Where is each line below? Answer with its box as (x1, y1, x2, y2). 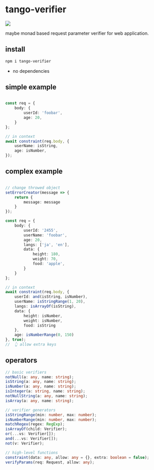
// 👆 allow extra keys (5, 342, 57, 347)
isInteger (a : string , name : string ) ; (5, 389, 86, 394)
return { (14, 195, 33, 200)
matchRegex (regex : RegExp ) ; (5, 422, 65, 427)
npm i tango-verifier (5, 58, 52, 64)
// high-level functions (5, 450, 58, 455)
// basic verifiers (5, 370, 47, 375)
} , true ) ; (5, 337, 27, 342)
